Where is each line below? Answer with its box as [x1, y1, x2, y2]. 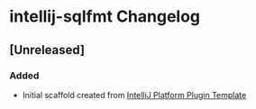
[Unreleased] [9, 42, 86, 58]
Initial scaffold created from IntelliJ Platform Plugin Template [22, 89, 247, 100]
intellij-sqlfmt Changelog [9, 6, 201, 27]
